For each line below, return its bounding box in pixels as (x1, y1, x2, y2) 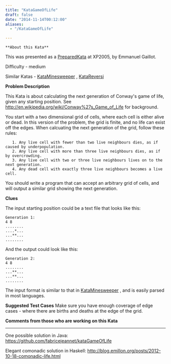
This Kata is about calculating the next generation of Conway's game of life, (5, 93, 164, 99)
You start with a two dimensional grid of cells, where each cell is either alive (5, 114, 164, 120)
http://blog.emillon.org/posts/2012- (87, 348, 161, 354)
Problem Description (5, 83, 50, 90)
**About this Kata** (5, 45, 49, 50)
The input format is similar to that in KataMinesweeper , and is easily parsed (5, 287, 164, 293)
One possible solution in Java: (5, 332, 69, 339)
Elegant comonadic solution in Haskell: (5, 348, 87, 354)
